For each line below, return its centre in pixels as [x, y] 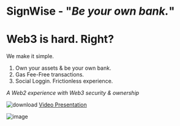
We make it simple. [30, 56]
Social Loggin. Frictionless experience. [64, 81]
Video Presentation [63, 105]
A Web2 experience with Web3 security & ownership [73, 93]
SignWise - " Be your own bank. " [91, 11]
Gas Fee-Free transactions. [50, 75]
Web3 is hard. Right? [60, 39]
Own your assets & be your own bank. [63, 68]
